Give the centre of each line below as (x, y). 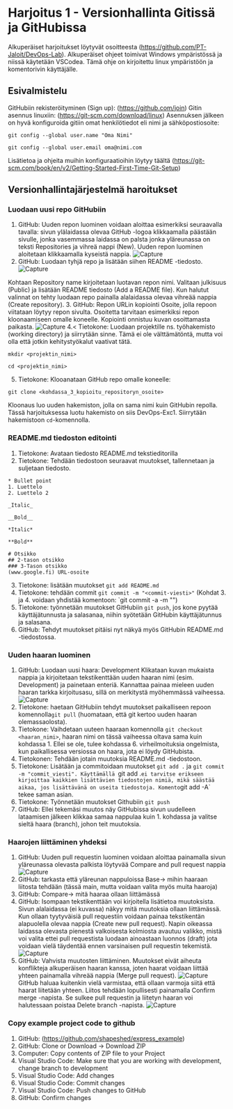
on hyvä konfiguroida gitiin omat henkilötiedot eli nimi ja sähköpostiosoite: (114, 123)
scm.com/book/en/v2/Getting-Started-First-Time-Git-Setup (93, 168)
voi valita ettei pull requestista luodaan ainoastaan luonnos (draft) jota (118, 938)
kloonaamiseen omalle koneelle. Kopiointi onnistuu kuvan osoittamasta (109, 320)
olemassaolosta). (42, 722)
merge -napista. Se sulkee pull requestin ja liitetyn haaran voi (105, 998)
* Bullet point (30, 481)
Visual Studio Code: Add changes (66, 1075)
